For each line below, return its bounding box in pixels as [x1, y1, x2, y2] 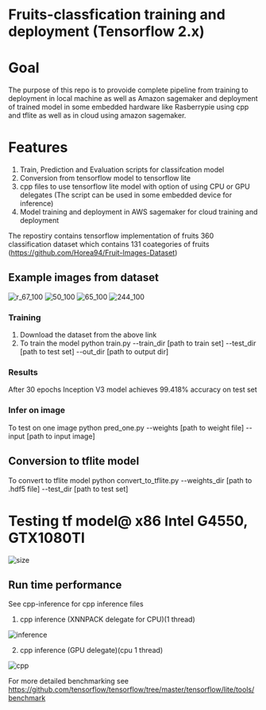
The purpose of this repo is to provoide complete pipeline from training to [8, 85, 249, 95]
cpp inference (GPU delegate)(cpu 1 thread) [19, 646, 164, 655]
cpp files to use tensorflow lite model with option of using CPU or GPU [19, 181, 250, 192]
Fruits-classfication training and [8, 6, 226, 24]
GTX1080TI [8, 529, 86, 547]
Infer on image [8, 404, 66, 415]
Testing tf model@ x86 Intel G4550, [8, 512, 249, 530]
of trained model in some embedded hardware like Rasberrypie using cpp [8, 102, 249, 112]
